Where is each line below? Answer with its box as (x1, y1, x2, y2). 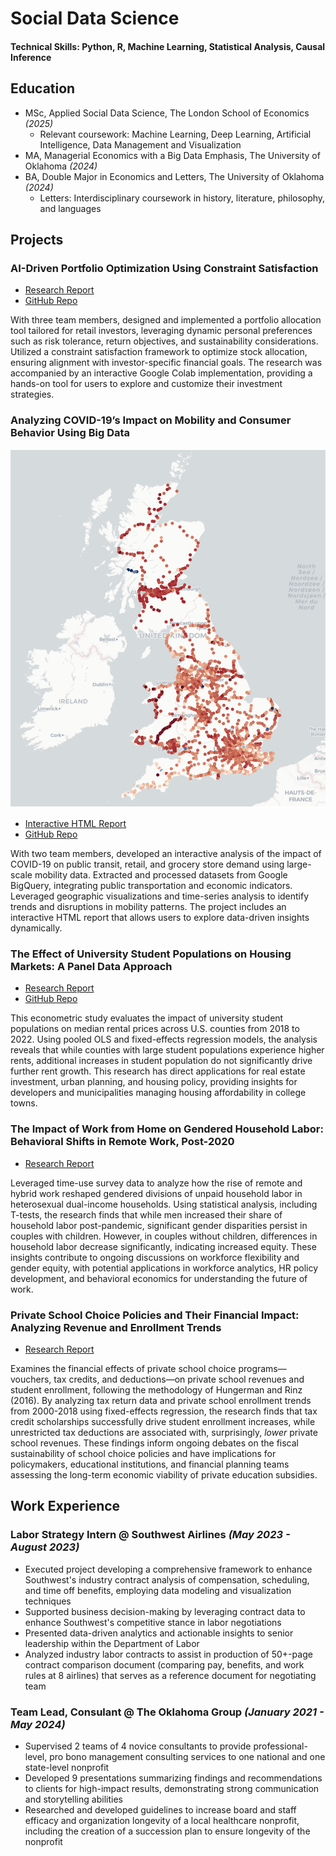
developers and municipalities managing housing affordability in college (10, 1087, 307, 1099)
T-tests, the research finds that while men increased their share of (10, 1208, 283, 1221)
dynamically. (10, 922, 63, 934)
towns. (10, 1097, 38, 1109)
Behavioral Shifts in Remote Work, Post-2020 (10, 1135, 235, 1149)
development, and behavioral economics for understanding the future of (10, 1272, 308, 1284)
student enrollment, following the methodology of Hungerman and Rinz (10, 1383, 303, 1396)
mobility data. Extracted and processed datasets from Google (34, 869, 288, 881)
